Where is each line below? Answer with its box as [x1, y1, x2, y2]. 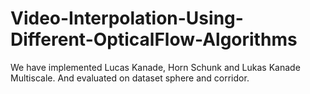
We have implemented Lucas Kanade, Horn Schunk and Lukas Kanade [10, 61, 301, 73]
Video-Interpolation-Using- [10, 7, 244, 30]
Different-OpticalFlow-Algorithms [10, 28, 298, 51]
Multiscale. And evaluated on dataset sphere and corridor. [10, 72, 250, 84]
